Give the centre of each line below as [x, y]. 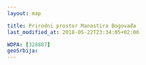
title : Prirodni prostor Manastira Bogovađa [72, 26]
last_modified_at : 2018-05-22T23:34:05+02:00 [73, 32]
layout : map [24, 13]
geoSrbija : [23, 51]
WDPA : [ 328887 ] [29, 44]
